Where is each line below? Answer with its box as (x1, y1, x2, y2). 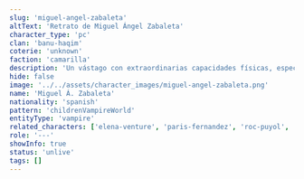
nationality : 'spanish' (9, 97, 100, 107)
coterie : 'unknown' (9, 47, 83, 56)
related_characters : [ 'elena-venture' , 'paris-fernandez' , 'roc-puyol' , (9, 123, 290, 132)
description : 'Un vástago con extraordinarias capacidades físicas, (9, 64, 273, 73)
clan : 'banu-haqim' (9, 38, 83, 48)
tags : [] (9, 155, 43, 165)
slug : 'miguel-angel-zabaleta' (9, 13, 128, 23)
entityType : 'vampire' (9, 114, 95, 123)
